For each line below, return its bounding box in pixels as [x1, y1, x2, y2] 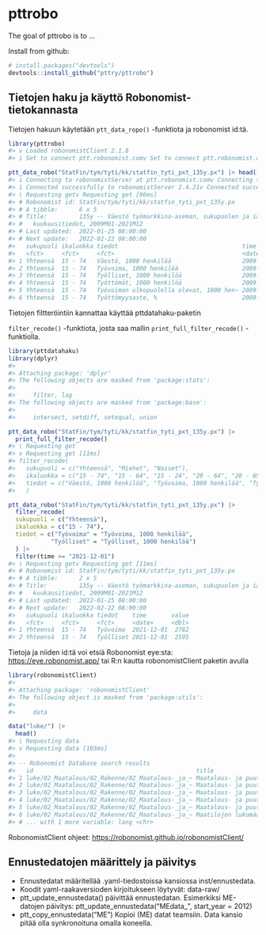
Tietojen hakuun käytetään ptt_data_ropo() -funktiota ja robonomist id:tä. [8, 124, 249, 134]
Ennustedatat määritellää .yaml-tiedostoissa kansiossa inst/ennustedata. [19, 876, 256, 886]
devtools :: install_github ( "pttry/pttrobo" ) [8, 69, 154, 77]
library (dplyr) [8, 354, 59, 363]
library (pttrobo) [8, 139, 66, 147]
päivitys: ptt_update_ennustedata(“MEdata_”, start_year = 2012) [46, 902, 253, 911]
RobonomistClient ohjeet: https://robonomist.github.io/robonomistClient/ [8, 832, 244, 842]
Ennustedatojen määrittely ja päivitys [8, 856, 196, 869]
